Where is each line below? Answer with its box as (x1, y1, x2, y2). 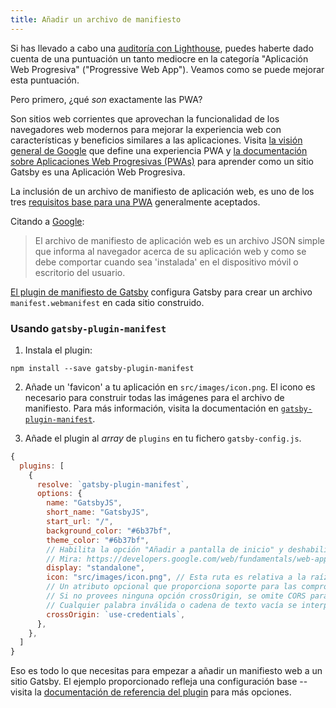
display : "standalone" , (46, 563, 145, 573)
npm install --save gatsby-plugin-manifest (10, 363, 195, 373)
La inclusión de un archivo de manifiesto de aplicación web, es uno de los (10, 185, 315, 197)
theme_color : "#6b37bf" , (46, 535, 150, 545)
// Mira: (46, 554, 83, 564)
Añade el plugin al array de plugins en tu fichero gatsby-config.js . (24, 432, 302, 444)
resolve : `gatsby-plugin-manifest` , (36, 479, 190, 490)
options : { (36, 489, 83, 499)
